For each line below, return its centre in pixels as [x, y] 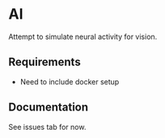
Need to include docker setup [70, 81]
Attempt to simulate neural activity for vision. [83, 37]
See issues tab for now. [47, 127]
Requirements [44, 62]
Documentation [49, 108]
